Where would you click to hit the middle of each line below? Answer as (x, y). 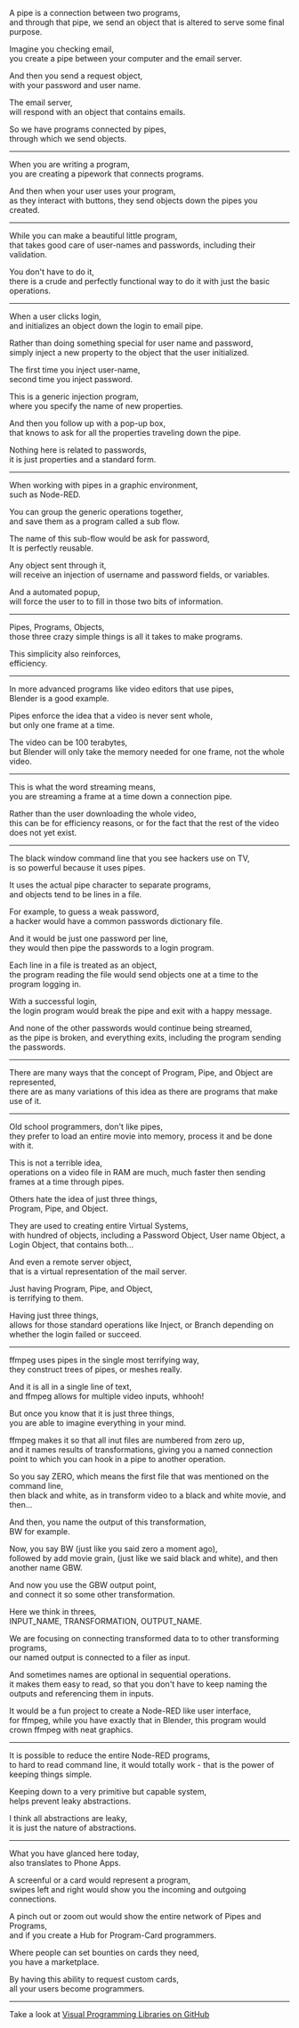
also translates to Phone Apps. (65, 1863)
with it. (21, 1145)
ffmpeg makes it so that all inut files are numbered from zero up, (127, 1440)
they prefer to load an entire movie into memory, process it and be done (141, 1136)
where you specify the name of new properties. (97, 406)
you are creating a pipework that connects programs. (107, 174)
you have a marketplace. (54, 1962)
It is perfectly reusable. (52, 548)
